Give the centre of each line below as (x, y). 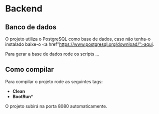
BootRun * (23, 96)
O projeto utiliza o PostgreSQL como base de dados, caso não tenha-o (78, 39)
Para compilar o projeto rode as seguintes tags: (54, 81)
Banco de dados (31, 27)
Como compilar (29, 69)
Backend (24, 9)
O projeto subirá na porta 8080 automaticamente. (56, 106)
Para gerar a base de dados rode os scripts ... (52, 54)
